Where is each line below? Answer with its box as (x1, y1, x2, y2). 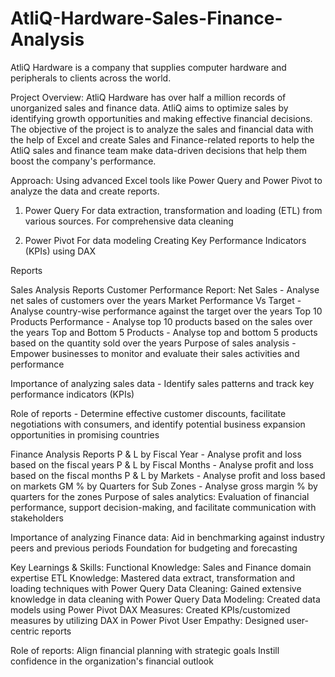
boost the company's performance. (10, 155, 157, 167)
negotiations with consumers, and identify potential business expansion (10, 418, 306, 430)
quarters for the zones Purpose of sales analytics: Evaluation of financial (10, 490, 310, 502)
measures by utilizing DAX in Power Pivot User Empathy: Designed (10, 614, 285, 626)
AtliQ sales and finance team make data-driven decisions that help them (10, 144, 308, 156)
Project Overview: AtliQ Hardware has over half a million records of (10, 91, 287, 103)
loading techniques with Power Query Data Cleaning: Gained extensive (10, 582, 302, 594)
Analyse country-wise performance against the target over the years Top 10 (10, 305, 323, 317)
